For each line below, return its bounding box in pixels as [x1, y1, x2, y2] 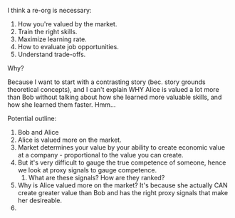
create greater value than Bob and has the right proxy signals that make [17, 189, 229, 197]
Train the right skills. [17, 28, 78, 36]
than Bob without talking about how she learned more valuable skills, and [7, 93, 222, 101]
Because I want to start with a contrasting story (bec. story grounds [7, 78, 206, 86]
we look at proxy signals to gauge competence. [17, 166, 157, 174]
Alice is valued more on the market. [17, 135, 122, 144]
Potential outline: [7, 114, 57, 123]
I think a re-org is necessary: [7, 6, 92, 14]
